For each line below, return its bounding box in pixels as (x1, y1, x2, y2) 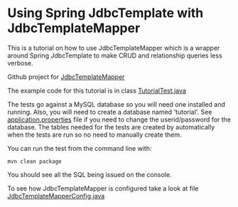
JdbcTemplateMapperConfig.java (7, 191, 105, 200)
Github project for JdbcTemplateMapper (7, 73, 125, 81)
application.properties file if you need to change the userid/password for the (7, 115, 232, 124)
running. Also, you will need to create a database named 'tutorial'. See (7, 107, 212, 116)
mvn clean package (7, 158, 62, 165)
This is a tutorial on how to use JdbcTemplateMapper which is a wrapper (7, 43, 220, 52)
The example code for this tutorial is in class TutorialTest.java (7, 86, 187, 95)
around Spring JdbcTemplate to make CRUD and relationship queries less (7, 51, 222, 60)
